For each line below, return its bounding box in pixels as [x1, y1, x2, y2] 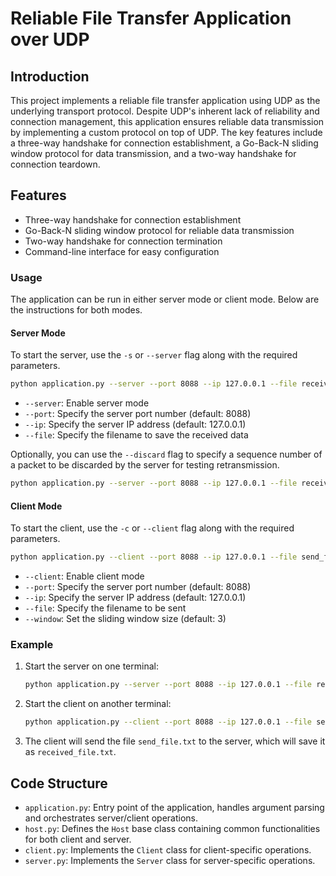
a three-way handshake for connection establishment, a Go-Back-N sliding [10, 137, 319, 149]
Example [10, 638, 54, 652]
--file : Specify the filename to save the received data [24, 429, 249, 441]
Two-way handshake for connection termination [24, 235, 223, 247]
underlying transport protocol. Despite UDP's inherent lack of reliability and [10, 105, 320, 117]
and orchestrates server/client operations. [24, 812, 199, 824]
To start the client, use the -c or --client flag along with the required [10, 522, 295, 534]
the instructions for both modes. [10, 304, 143, 316]
